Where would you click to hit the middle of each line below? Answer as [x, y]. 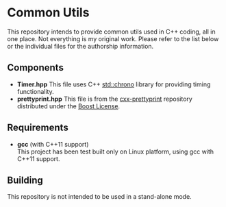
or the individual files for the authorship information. [80, 46]
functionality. [35, 91]
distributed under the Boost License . [68, 106]
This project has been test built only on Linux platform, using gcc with [115, 151]
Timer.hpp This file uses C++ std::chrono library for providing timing [114, 84]
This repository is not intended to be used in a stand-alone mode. [99, 197]
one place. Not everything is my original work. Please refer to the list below [113, 38]
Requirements [38, 128]
